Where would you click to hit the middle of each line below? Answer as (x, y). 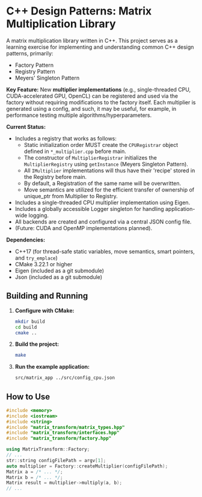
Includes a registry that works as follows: (66, 138)
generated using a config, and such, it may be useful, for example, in (91, 108)
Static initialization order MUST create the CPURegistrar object (101, 145)
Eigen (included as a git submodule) (59, 270)
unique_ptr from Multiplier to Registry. (71, 196)
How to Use (28, 397)
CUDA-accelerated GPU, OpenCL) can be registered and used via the (92, 96)
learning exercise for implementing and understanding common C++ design (100, 47)
